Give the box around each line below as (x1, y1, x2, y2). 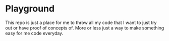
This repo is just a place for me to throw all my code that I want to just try (5, 19, 157, 25)
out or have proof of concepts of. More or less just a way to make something (5, 24, 164, 30)
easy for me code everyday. (5, 30, 64, 36)
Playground (5, 3, 54, 14)
